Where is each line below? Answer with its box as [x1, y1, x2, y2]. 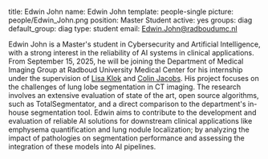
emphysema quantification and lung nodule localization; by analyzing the [8, 124, 250, 134]
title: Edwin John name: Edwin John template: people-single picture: [8, 7, 234, 16]
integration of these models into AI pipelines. [8, 142, 156, 151]
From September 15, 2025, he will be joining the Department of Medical [8, 56, 244, 66]
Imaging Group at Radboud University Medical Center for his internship [8, 65, 243, 75]
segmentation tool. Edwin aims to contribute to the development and [30, 108, 257, 117]
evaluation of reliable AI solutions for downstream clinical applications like [8, 116, 253, 125]
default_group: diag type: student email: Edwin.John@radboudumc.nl [8, 24, 238, 33]
